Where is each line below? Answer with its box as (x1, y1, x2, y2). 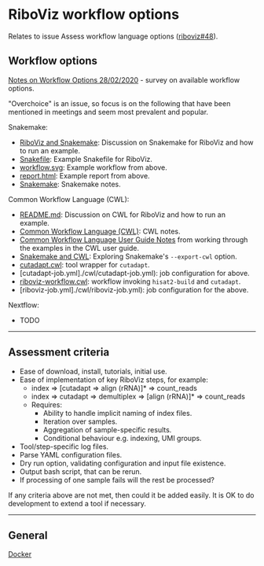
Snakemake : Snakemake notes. (19, 179, 122, 189)
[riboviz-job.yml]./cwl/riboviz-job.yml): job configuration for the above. (19, 285, 249, 294)
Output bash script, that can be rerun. (19, 466, 142, 476)
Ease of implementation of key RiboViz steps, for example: (19, 375, 208, 384)
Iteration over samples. (42, 417, 118, 426)
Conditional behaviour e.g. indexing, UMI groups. (42, 433, 202, 443)
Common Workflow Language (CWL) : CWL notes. (19, 226, 181, 236)
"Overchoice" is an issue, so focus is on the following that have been (8, 98, 231, 108)
